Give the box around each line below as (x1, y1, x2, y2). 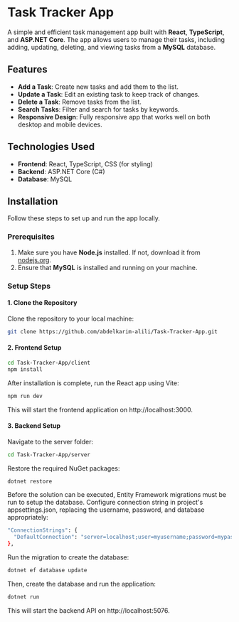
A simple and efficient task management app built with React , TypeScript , (7, 28, 225, 36)
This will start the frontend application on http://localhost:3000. (7, 405, 193, 414)
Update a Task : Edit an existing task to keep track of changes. (17, 90, 201, 98)
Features (7, 63, 48, 75)
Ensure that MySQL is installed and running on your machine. (17, 263, 198, 272)
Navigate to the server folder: (7, 437, 94, 446)
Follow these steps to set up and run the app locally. (7, 214, 160, 222)
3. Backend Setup (7, 422, 61, 430)
